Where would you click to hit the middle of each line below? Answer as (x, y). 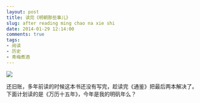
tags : (13, 40)
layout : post (23, 12)
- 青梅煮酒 (18, 57)
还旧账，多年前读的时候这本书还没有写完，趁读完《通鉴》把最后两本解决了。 (102, 86)
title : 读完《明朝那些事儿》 (38, 18)
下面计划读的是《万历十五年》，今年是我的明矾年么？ (71, 94)
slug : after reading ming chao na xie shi (61, 23)
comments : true (25, 35)
